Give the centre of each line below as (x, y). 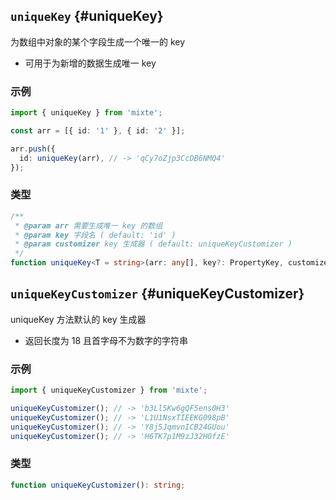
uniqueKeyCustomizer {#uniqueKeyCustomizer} (157, 294)
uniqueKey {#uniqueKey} (87, 16)
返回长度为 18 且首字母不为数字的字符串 (106, 340)
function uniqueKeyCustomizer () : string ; (98, 485)
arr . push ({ (33, 149)
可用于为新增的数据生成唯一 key (90, 63)
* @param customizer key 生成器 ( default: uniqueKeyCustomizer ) (153, 244)
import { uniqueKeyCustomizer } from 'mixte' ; (109, 390)
